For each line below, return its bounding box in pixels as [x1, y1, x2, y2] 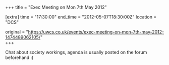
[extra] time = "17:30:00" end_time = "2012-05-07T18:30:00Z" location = [5, 14, 157, 19]
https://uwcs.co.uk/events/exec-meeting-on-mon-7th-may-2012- [28, 29, 164, 34]
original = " [5, 29, 29, 34]
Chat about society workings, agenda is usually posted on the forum [5, 49, 147, 55]
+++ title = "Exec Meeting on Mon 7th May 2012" [5, 4, 107, 10]
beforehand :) [5, 54, 34, 60]
